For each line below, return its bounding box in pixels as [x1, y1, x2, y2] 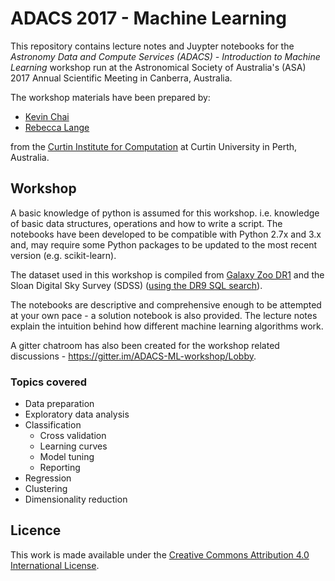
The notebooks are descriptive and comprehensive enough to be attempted [10, 298, 322, 311]
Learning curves [39, 440, 108, 452]
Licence [10, 522, 62, 539]
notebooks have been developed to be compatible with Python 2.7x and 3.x [10, 228, 322, 240]
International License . [10, 559, 100, 571]
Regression [24, 472, 72, 484]
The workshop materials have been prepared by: [10, 91, 211, 103]
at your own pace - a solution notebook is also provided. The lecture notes [10, 309, 318, 321]
